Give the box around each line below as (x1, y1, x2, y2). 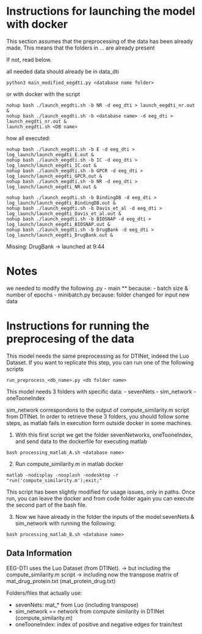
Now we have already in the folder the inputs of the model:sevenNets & (15, 513, 195, 520)
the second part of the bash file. (6, 501, 87, 508)
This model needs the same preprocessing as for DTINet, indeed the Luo (6, 352, 189, 360)
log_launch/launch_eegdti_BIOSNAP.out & (6, 221, 111, 227)
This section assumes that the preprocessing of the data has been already (6, 37, 193, 45)
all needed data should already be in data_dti (6, 67, 119, 75)
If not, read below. (6, 56, 52, 63)
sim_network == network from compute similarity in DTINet (15, 608, 165, 615)
